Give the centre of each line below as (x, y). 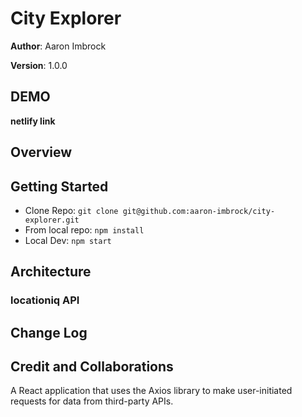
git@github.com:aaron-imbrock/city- (199, 211)
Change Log (49, 332)
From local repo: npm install (84, 229)
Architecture (51, 272)
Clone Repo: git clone (71, 210)
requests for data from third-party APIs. (92, 401)
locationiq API (45, 300)
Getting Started (59, 186)
